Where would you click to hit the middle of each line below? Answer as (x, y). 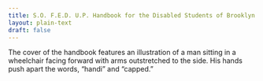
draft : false (30, 30)
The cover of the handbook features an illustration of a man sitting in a (122, 53)
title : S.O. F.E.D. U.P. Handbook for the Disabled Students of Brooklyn (132, 15)
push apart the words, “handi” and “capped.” (81, 69)
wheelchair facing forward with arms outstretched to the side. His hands (125, 61)
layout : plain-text (40, 23)
